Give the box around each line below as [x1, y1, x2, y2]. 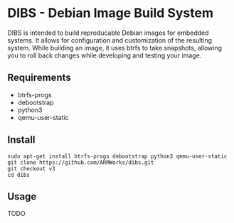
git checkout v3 [7, 165, 55, 172]
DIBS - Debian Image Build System [7, 5, 213, 21]
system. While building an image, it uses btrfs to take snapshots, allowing [7, 43, 223, 52]
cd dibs [7, 171, 31, 178]
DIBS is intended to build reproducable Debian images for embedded [7, 28, 209, 37]
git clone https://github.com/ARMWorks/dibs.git [7, 158, 154, 166]
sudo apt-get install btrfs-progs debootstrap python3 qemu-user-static [7, 153, 228, 160]
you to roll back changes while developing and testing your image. [7, 51, 202, 60]
